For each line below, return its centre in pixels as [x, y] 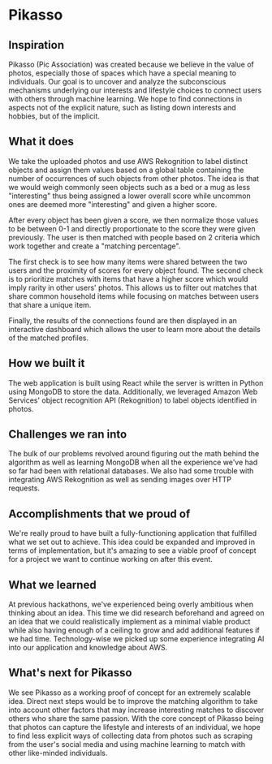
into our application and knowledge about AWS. [88, 648]
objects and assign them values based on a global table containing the [126, 170]
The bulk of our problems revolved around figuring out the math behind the [134, 454]
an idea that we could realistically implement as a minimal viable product [130, 622]
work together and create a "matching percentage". [95, 246]
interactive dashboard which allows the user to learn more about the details [135, 329]
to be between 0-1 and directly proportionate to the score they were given [132, 228]
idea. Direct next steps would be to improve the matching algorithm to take [133, 701]
